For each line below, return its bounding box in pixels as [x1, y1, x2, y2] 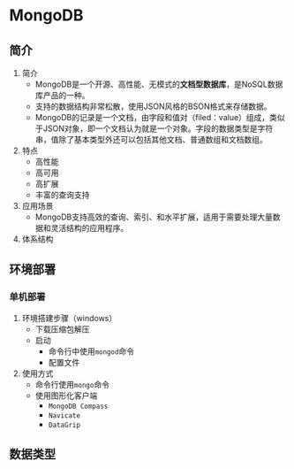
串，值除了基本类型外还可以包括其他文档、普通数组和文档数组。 [34, 135, 268, 144]
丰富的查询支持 [34, 189, 90, 200]
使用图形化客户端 [34, 390, 98, 401]
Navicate [48, 411, 81, 420]
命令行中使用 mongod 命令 [48, 346, 135, 357]
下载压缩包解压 [34, 324, 90, 334]
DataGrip [48, 420, 81, 429]
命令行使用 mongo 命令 [34, 379, 110, 389]
